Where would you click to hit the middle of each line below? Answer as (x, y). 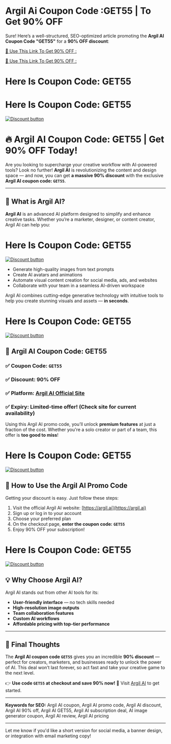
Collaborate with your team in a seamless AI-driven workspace (79, 285)
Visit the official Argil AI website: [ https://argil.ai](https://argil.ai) (79, 508)
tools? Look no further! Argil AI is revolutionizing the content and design (81, 170)
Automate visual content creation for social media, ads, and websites (85, 280)
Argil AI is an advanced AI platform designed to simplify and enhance (78, 214)
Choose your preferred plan (42, 519)
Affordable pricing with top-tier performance (61, 624)
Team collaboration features (43, 613)
